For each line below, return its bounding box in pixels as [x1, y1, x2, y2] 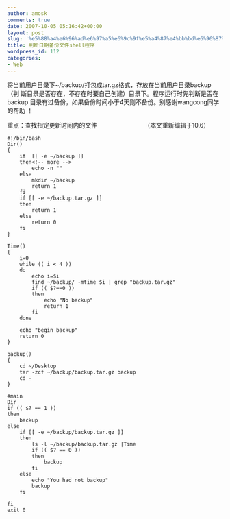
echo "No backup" [43, 296, 94, 304]
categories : [7, 55, 41, 62]
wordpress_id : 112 [7, 49, 60, 56]
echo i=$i [31, 272, 60, 280]
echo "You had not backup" [31, 476, 109, 483]
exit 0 [7, 507, 26, 514]
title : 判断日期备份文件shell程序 [7, 42, 95, 49]
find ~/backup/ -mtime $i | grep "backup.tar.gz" [31, 278, 176, 285]
